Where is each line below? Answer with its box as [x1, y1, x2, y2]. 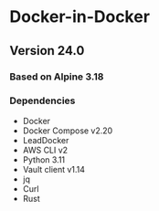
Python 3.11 [22, 153, 66, 165]
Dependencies [9, 94, 76, 107]
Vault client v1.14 [22, 164, 85, 174]
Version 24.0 [9, 43, 85, 58]
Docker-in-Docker [9, 6, 151, 27]
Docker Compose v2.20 [22, 125, 113, 136]
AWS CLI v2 [22, 144, 69, 155]
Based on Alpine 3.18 [9, 70, 104, 83]
